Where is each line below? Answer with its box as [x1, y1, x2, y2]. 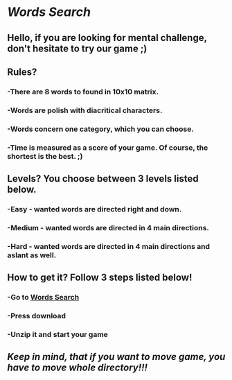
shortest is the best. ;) [7, 151, 83, 161]
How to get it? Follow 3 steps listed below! [7, 272, 193, 284]
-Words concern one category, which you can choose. [7, 124, 194, 134]
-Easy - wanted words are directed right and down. [7, 204, 182, 214]
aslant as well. [7, 250, 57, 260]
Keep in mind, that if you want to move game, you [7, 351, 226, 363]
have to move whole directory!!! [7, 362, 148, 374]
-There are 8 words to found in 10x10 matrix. [7, 87, 159, 96]
